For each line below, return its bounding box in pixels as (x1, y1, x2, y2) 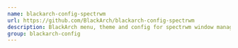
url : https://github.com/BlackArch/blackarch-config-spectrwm (7, 17, 195, 24)
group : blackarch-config (7, 30, 81, 37)
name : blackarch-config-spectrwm (7, 10, 106, 18)
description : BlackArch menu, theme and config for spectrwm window (7, 23, 214, 30)
